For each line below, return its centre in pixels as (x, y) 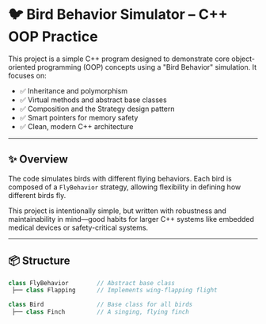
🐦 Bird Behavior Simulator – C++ (118, 15)
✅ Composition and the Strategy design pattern (97, 109)
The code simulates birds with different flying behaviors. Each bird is (120, 178)
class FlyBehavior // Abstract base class (92, 283)
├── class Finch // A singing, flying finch (101, 312)
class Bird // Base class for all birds (101, 305)
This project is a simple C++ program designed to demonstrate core (119, 59)
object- (243, 59)
